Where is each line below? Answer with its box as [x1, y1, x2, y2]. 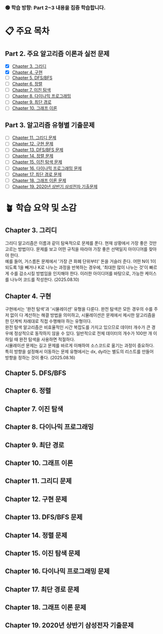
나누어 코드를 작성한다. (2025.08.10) [10, 276, 79, 282]
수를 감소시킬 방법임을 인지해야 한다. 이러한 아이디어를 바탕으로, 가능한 [10, 270, 144, 276]
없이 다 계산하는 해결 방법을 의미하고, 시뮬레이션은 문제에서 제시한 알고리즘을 [10, 312, 156, 318]
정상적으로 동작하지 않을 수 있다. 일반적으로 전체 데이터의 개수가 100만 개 [14, 330, 152, 336]
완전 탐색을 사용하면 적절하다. [19, 336, 75, 342]
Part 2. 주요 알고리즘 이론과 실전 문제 [5, 50, 109, 58]
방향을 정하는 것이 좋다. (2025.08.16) [5, 354, 75, 360]
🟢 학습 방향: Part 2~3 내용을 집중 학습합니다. [5, 4, 106, 11]
